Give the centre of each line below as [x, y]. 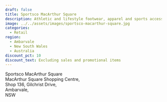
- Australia [22, 51]
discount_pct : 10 [23, 55]
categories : [17, 28]
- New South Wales [29, 46]
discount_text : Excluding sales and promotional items [63, 60]
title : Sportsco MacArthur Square [41, 14]
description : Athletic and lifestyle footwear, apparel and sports [77, 19]
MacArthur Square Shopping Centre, [42, 79]
